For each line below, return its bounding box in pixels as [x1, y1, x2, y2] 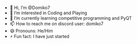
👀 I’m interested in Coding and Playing [9, 10, 87, 16]
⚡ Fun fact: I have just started [9, 34, 69, 39]
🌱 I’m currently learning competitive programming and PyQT [9, 15, 132, 21]
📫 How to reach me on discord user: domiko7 [9, 21, 103, 27]
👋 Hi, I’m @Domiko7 [9, 5, 50, 10]
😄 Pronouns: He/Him [9, 28, 53, 34]
